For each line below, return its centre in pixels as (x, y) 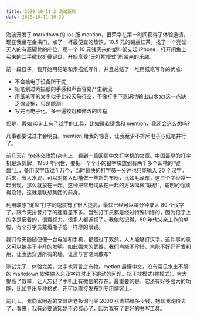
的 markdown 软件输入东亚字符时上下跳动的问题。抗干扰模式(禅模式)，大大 (97, 274)
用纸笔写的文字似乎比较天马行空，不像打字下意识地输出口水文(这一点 (98, 96)
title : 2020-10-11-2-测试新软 (41, 11)
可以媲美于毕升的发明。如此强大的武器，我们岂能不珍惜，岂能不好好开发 (98, 247)
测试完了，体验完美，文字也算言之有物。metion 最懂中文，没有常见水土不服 (97, 266)
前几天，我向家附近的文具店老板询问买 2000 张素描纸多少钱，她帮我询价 (94, 301)
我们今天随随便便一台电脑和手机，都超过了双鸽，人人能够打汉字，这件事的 (96, 239)
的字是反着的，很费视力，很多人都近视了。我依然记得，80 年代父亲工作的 (95, 219)
